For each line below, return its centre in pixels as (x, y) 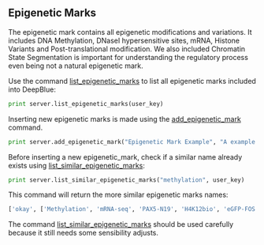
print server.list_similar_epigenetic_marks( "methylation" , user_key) (126, 180)
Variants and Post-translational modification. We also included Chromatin (127, 49)
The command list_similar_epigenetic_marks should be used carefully (121, 224)
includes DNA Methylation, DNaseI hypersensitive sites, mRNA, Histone (124, 40)
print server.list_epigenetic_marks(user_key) (86, 104)
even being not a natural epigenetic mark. (76, 66)
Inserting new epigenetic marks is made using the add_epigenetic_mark (125, 119)
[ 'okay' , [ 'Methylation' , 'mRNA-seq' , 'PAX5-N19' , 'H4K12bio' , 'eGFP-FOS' (134, 209)
